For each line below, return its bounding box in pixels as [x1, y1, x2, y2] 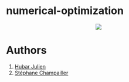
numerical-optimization [6, 4, 124, 18]
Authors [6, 44, 47, 57]
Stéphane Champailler [14, 69, 69, 76]
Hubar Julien [14, 63, 46, 70]
